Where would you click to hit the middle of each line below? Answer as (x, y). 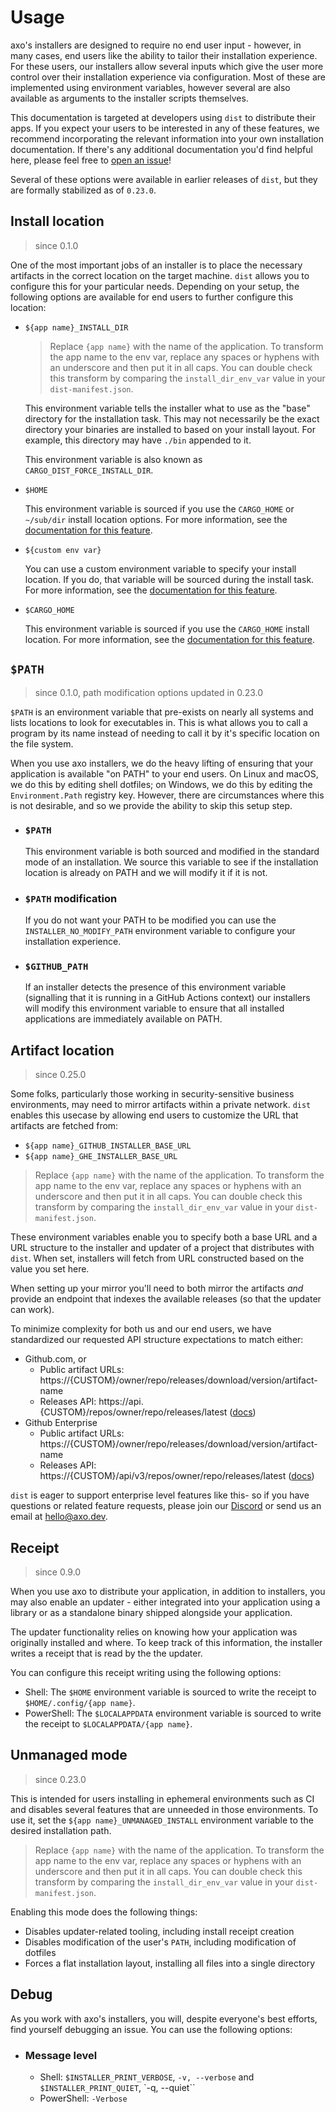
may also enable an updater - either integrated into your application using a (165, 1602)
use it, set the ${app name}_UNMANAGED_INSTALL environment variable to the (162, 1820)
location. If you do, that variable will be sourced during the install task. (169, 579)
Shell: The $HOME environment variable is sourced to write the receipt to (170, 1692)
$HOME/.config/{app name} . (80, 1703)
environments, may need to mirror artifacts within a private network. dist (161, 1105)
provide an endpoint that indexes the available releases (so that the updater (166, 1299)
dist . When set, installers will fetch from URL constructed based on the (157, 1258)
